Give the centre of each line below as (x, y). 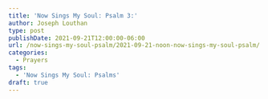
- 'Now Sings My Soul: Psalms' (68, 75)
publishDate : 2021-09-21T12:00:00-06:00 (77, 38)
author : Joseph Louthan (48, 23)
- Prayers (32, 61)
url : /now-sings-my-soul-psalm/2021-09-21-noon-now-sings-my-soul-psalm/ (134, 46)
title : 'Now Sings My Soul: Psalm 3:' (73, 16)
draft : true (28, 82)
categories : (28, 53)
